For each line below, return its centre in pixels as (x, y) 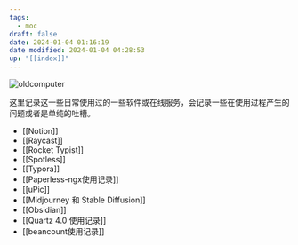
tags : (19, 17)
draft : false (33, 34)
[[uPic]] (36, 189)
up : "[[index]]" (39, 59)
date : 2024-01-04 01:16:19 (59, 42)
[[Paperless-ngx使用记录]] (70, 179)
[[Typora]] (41, 169)
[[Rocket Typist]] (53, 150)
